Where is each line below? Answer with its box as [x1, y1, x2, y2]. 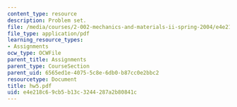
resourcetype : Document [7, 75, 78, 83]
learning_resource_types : [7, 37, 83, 44]
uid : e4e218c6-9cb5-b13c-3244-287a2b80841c [7, 89, 138, 96]
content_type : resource [7, 10, 78, 18]
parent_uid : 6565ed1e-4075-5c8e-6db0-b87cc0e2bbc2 [7, 69, 159, 76]
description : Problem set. [7, 17, 87, 24]
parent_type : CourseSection [7, 63, 90, 70]
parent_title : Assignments [7, 56, 87, 63]
